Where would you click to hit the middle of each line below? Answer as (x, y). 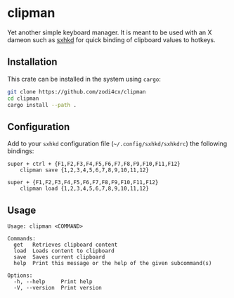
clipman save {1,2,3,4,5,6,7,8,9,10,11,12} (85, 170)
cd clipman (23, 98)
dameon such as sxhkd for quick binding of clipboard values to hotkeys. (111, 39)
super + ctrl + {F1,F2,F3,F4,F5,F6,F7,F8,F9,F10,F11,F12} (94, 164)
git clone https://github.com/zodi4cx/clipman (77, 92)
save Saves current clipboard (59, 257)
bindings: (21, 151)
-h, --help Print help (53, 282)
